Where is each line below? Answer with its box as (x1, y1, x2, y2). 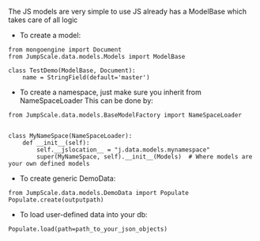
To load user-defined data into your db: (19, 210, 148, 219)
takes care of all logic (8, 15, 78, 25)
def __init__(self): (22, 139, 90, 147)
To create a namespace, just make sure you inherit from (19, 87, 202, 97)
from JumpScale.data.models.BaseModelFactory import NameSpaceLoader (8, 111, 243, 119)
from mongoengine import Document (8, 46, 122, 54)
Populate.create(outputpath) (8, 196, 104, 204)
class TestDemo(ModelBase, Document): (8, 67, 136, 75)
